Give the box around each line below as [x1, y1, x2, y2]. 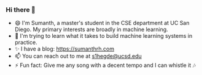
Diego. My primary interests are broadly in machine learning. [14, 26, 168, 33]
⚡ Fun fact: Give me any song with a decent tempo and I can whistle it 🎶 [14, 62, 196, 69]
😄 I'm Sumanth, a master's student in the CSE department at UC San [14, 20, 190, 27]
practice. [14, 39, 37, 46]
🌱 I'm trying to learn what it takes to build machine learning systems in [14, 32, 193, 40]
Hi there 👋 [6, 5, 36, 14]
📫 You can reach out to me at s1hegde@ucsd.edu [14, 52, 142, 60]
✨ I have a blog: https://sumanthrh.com [14, 45, 115, 52]
